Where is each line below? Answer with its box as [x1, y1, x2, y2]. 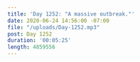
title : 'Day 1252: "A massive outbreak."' [7, 10, 135, 18]
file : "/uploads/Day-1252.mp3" [7, 24, 100, 31]
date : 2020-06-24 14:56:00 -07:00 [7, 17, 110, 24]
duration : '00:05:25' [7, 37, 72, 44]
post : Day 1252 [7, 30, 53, 38]
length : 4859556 [7, 43, 55, 51]
